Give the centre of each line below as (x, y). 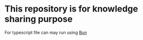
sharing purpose (39, 19)
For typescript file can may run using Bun (46, 32)
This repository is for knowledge (71, 9)
